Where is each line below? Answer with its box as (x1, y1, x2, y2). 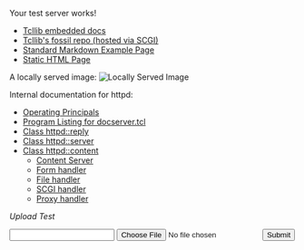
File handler (35, 174, 81, 185)
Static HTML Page (22, 54, 91, 64)
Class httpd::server (22, 136, 94, 146)
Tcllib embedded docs (22, 25, 106, 35)
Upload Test (9, 211, 55, 221)
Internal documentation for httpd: (9, 90, 133, 100)
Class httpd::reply (22, 126, 89, 137)
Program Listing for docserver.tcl (22, 117, 146, 127)
